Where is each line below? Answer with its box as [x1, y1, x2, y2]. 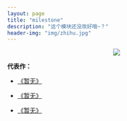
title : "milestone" [7, 17, 64, 24]
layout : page [7, 10, 45, 17]
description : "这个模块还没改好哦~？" [7, 23, 109, 30]
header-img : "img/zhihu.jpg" [7, 29, 92, 37]
